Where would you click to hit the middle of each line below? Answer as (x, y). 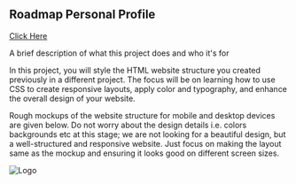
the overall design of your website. (72, 98)
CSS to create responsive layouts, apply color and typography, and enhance (148, 88)
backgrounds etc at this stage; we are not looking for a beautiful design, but (148, 134)
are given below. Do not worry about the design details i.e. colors (128, 125)
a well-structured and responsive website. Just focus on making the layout (145, 143)
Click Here (28, 35)
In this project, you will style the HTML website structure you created (135, 70)
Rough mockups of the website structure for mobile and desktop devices (142, 115)
